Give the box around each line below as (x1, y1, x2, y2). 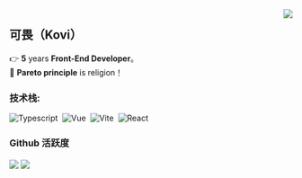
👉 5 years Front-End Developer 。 (9, 53, 139, 64)
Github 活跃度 (9, 137, 70, 149)
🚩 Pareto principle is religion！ (9, 67, 124, 77)
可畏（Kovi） (9, 27, 83, 43)
